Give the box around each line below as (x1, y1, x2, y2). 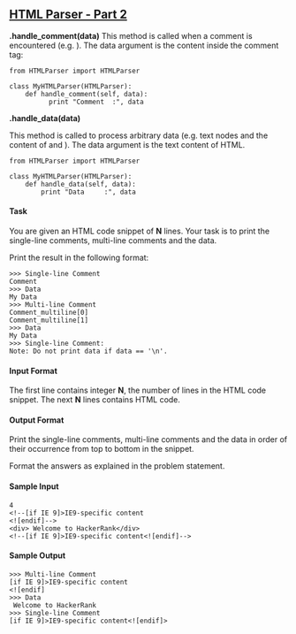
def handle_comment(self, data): (25, 89, 148, 98)
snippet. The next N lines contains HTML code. (9, 394, 181, 405)
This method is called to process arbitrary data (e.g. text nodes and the (9, 130, 269, 141)
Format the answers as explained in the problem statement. (9, 461, 225, 471)
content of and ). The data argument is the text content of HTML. (9, 139, 246, 149)
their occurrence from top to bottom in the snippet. (9, 444, 194, 454)
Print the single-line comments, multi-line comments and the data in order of (9, 434, 288, 445)
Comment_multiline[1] (9, 316, 89, 325)
